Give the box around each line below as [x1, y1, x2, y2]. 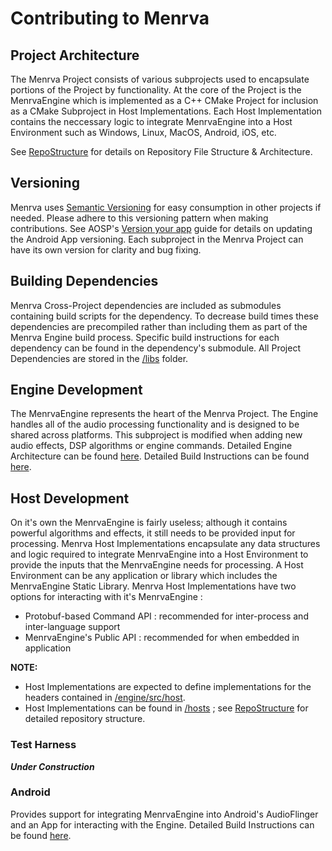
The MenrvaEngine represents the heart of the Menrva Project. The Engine [10, 408, 319, 420]
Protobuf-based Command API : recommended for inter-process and [24, 610, 309, 622]
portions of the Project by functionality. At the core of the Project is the [10, 84, 302, 96]
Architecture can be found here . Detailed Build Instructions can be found [10, 450, 310, 462]
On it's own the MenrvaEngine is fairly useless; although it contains [10, 517, 288, 529]
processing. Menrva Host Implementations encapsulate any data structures [10, 538, 321, 550]
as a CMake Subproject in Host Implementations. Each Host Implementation [10, 105, 322, 117]
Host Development [10, 490, 130, 507]
